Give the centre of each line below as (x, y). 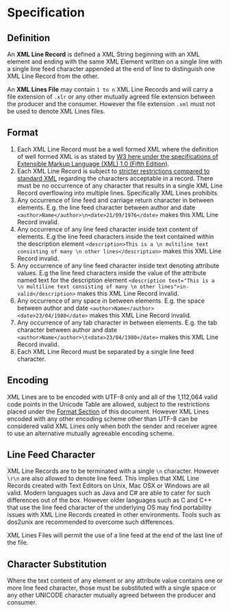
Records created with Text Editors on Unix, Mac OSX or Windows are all (108, 486)
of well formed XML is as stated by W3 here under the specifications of (118, 156)
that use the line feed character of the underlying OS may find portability (110, 507)
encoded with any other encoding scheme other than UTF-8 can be (103, 418)
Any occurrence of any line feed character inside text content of (107, 229)
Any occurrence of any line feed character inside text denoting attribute (118, 266)
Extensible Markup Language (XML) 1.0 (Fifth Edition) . (93, 164)
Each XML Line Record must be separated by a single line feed (105, 351)
